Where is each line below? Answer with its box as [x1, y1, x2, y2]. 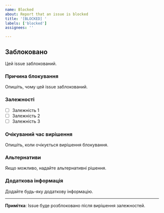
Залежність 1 [12, 107, 40, 113]
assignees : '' [5, 25, 34, 30]
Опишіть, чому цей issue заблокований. [5, 84, 88, 90]
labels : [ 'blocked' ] [5, 21, 47, 26]
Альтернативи [5, 154, 41, 161]
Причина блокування [5, 73, 59, 80]
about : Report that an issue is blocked [5, 12, 89, 17]
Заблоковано [5, 47, 48, 56]
